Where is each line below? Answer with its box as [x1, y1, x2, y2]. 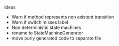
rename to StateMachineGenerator [11, 30, 83, 35]
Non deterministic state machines [11, 24, 81, 30]
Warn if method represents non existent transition [11, 14, 114, 19]
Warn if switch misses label [11, 19, 68, 25]
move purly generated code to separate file [11, 35, 101, 41]
